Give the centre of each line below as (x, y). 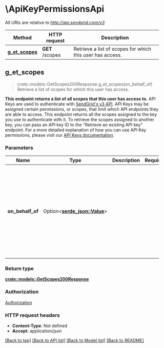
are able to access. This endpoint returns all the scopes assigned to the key (81, 114)
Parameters (19, 147)
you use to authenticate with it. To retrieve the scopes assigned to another (80, 119)
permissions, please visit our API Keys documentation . (60, 135)
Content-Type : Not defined (40, 326)
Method (22, 38)
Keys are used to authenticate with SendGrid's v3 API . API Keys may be (77, 104)
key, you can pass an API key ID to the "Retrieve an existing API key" (74, 124)
